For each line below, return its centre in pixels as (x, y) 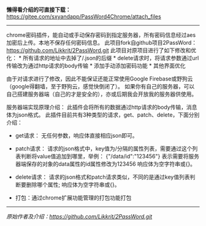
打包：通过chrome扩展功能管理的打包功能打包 (73, 198)
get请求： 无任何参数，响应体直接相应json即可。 (76, 135)
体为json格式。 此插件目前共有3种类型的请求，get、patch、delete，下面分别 (103, 115)
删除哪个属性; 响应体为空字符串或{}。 (73, 185)
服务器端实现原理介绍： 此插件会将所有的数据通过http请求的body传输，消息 (102, 107)
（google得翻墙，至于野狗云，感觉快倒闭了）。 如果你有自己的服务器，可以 (101, 86)
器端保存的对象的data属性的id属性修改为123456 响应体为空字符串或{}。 (105, 164)
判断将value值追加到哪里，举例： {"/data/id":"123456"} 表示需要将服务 (110, 156)
